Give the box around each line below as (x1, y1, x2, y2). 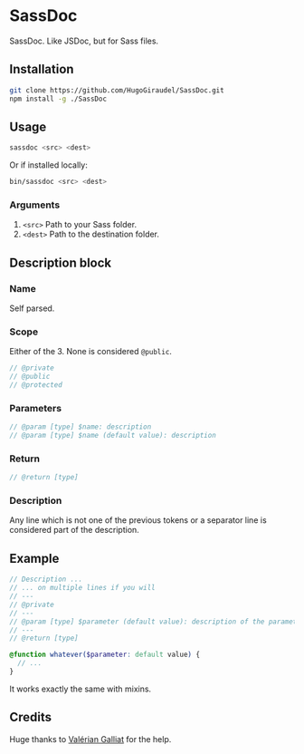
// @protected (9, 381, 63, 390)
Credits (9, 710, 52, 725)
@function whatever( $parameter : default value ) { (9, 650, 201, 660)
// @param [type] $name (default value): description (9, 431, 217, 440)
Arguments (9, 198, 61, 211)
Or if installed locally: (9, 159, 88, 170)
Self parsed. (9, 303, 55, 314)
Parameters (9, 401, 62, 414)
